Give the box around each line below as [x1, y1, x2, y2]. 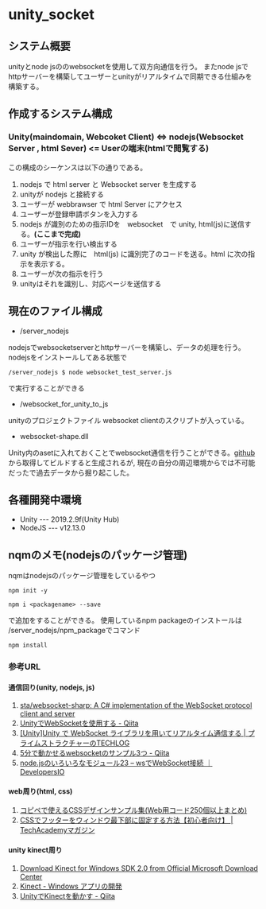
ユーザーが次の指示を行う [19, 269, 104, 278]
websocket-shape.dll [19, 431, 89, 441]
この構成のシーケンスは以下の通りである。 [8, 162, 148, 172]
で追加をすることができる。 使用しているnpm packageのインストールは [8, 616, 242, 625]
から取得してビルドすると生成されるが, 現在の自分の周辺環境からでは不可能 [8, 457, 256, 467]
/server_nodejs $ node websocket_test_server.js [8, 368, 172, 376]
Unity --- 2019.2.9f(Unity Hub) [19, 515, 120, 524]
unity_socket [8, 6, 95, 24]
